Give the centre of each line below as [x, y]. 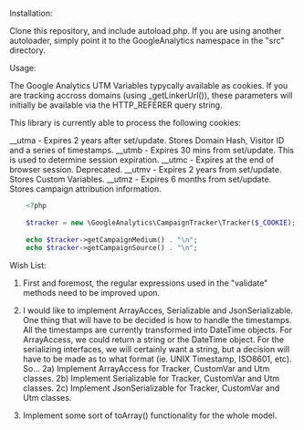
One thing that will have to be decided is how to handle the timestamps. [157, 320]
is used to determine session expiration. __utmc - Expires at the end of [142, 160]
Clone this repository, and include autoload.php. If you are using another [146, 31]
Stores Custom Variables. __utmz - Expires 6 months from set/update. [141, 179]
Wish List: [28, 266]
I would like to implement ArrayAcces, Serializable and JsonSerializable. [158, 310]
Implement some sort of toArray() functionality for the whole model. [150, 415]
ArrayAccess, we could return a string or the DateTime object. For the [153, 340]
